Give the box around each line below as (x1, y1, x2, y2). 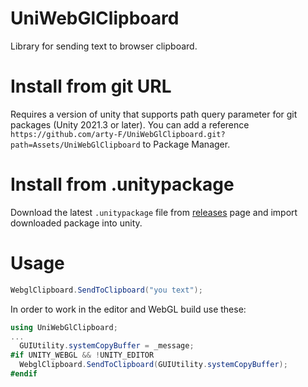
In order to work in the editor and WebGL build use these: (10, 303, 247, 315)
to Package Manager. (142, 138, 231, 150)
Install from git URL (10, 75, 172, 98)
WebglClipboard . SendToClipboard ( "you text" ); (10, 285, 203, 295)
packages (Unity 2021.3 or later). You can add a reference (10, 118, 250, 131)
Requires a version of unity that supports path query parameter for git (10, 108, 298, 120)
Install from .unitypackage (10, 173, 235, 196)
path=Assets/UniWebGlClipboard (10, 140, 141, 150)
